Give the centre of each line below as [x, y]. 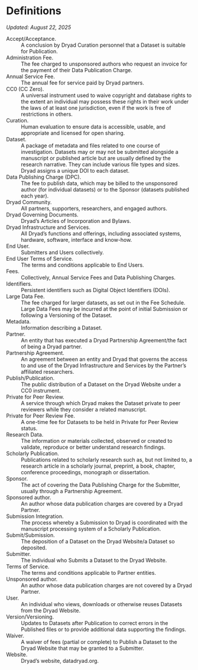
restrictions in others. [47, 114]
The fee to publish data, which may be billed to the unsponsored [99, 183]
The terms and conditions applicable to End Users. [82, 265]
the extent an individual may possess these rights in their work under [105, 101]
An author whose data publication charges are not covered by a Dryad [106, 585]
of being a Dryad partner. [52, 347]
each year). [35, 196]
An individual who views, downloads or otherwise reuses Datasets [101, 604]
